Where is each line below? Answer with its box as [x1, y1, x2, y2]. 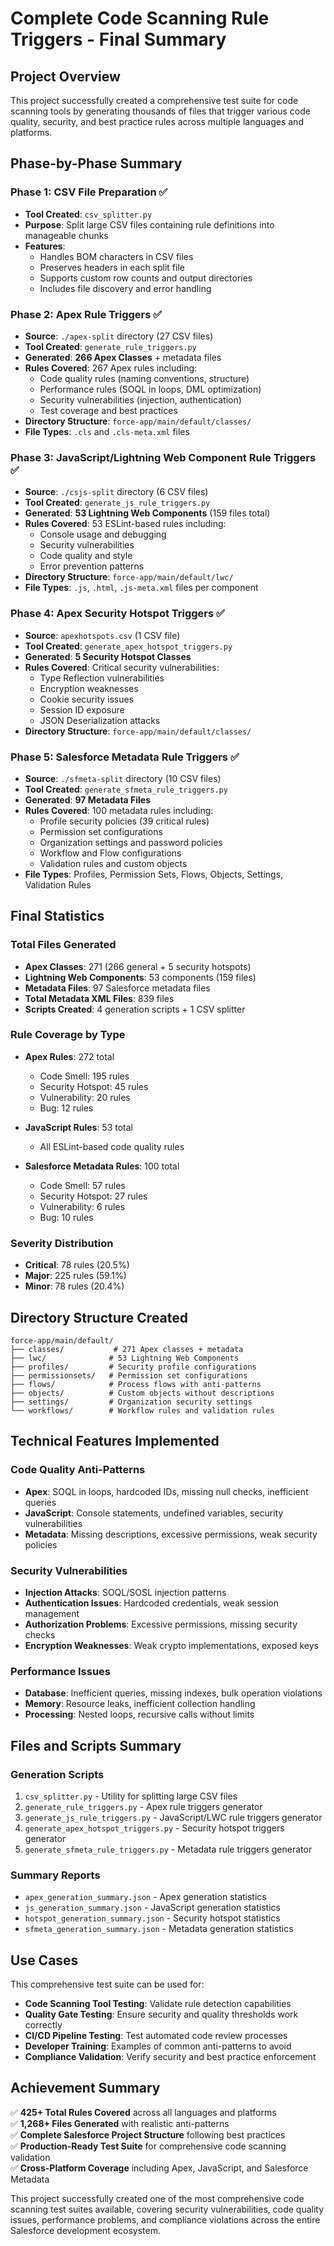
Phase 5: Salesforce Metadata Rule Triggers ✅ [10, 750, 240, 764]
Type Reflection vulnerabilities [39, 672, 165, 684]
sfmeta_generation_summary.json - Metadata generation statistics [24, 1923, 294, 1935]
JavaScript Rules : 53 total [24, 1121, 133, 1133]
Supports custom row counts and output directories [39, 272, 253, 284]
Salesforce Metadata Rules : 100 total [24, 1160, 180, 1172]
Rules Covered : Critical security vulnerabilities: [24, 661, 220, 673]
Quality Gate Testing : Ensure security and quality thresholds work [24, 2008, 299, 2021]
